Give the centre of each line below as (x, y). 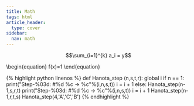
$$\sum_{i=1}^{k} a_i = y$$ (98, 55)
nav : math (23, 39)
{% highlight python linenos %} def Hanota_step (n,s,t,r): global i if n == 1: (95, 78)
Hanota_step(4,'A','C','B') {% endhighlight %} (76, 97)
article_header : (26, 22)
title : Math (21, 11)
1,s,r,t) (13, 90)
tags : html (19, 17)
